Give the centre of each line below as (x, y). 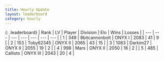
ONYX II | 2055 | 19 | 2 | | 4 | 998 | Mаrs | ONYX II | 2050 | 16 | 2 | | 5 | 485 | (82, 48)
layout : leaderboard (26, 14)
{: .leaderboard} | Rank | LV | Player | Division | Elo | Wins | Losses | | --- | (80, 33)
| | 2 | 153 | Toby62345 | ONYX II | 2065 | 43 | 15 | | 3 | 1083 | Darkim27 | (78, 43)
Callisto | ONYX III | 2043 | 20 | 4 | (40, 53)
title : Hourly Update (27, 10)
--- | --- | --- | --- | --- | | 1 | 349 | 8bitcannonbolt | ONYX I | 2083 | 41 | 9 (85, 38)
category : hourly (23, 19)
